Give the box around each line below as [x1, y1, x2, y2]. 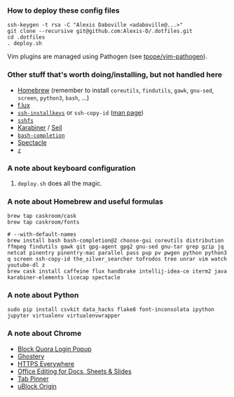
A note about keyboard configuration [7, 163, 136, 173]
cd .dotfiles [7, 34, 46, 41]
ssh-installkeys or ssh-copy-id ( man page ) [17, 108, 144, 117]
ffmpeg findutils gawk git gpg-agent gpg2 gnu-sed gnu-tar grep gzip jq [7, 243, 224, 251]
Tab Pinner [17, 375, 49, 383]
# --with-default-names [7, 231, 77, 238]
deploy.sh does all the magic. [17, 178, 103, 188]
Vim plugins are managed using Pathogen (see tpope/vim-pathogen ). [7, 52, 208, 61]
